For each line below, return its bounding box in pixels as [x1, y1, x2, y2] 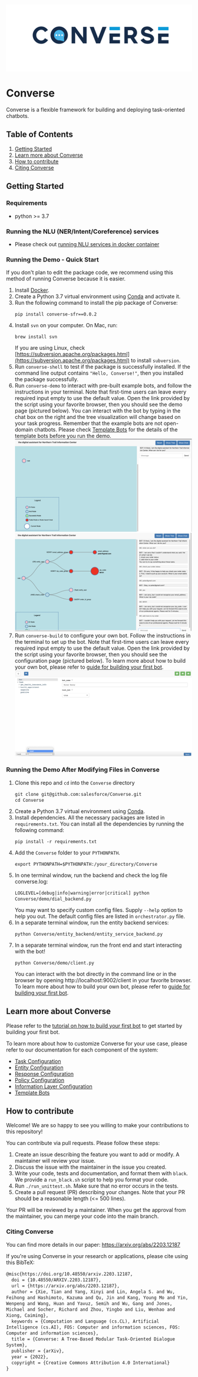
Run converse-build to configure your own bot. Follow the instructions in [14, 632, 191, 639]
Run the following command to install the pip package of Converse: [14, 299, 178, 307]
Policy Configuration [14, 1076, 65, 1083]
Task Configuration [14, 1057, 61, 1065]
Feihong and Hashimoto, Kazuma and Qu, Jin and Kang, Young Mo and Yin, [6, 1295, 189, 1301]
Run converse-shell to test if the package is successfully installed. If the [14, 363, 190, 370]
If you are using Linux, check [14, 344, 85, 351]
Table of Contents [6, 130, 74, 140]
